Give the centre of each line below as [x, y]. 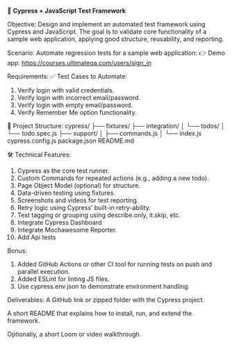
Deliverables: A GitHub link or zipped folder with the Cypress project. [106, 300]
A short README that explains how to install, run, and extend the [100, 313]
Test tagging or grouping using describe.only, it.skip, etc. [99, 215]
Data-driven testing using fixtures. [66, 193]
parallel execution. [44, 272]
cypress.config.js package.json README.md [71, 141]
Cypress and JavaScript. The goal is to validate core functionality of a [107, 32]
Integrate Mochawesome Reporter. [67, 230]
